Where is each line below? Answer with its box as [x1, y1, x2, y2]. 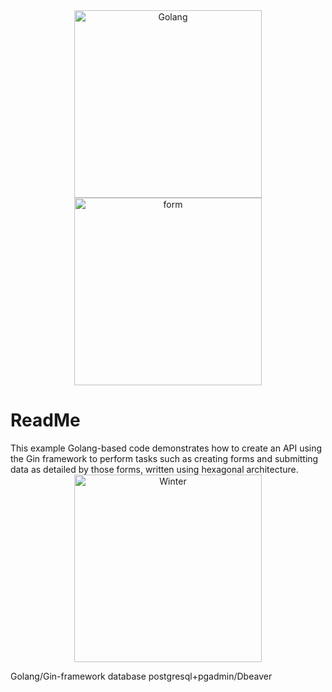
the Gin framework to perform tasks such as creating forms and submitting [10, 452, 319, 464]
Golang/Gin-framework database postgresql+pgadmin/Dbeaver [10, 670, 273, 682]
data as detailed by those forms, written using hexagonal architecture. [10, 463, 299, 475]
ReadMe [10, 409, 81, 432]
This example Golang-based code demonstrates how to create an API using [10, 442, 323, 454]
